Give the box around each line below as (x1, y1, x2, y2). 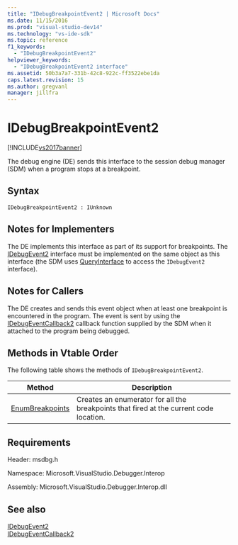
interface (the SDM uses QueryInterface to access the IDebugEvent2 (7, 257, 205, 266)
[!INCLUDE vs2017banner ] (7, 143, 83, 152)
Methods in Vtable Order (7, 347, 119, 359)
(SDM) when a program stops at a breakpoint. (7, 164, 141, 174)
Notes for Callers (7, 285, 84, 298)
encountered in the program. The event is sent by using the (7, 311, 181, 320)
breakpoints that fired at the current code (76, 403, 214, 413)
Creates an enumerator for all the (76, 395, 187, 405)
